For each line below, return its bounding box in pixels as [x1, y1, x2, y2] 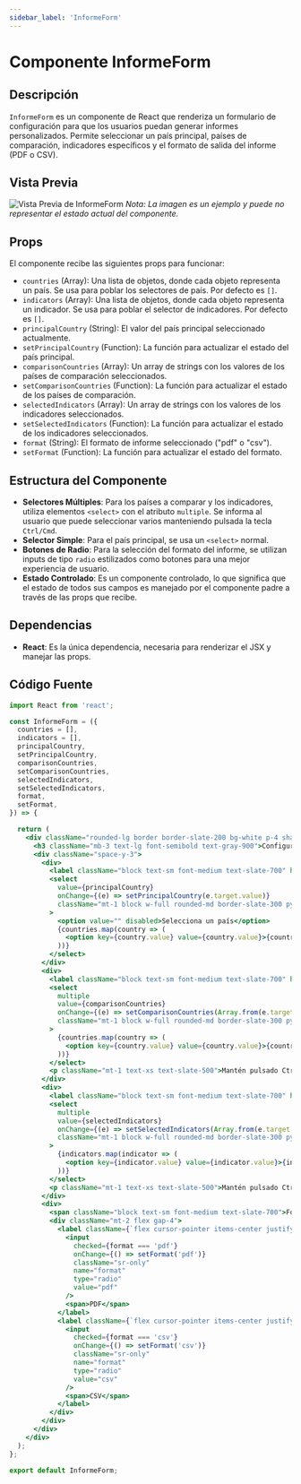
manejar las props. [21, 651, 91, 661]
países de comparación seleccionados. [21, 371, 168, 382]
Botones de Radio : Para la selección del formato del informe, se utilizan [21, 544, 288, 556]
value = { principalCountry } [56, 884, 154, 893]
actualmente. [21, 332, 72, 343]
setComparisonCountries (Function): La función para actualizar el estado [21, 380, 288, 391]
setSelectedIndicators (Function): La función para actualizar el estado [21, 418, 284, 429]
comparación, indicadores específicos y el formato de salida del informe [9, 140, 277, 151]
